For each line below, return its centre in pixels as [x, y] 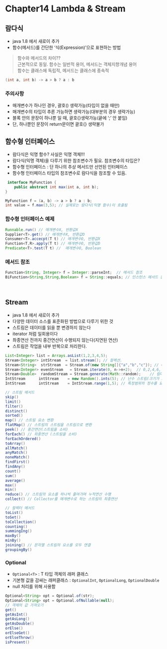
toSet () [13, 517]
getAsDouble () [20, 624]
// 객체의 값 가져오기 [24, 605]
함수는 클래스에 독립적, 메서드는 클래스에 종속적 [63, 71]
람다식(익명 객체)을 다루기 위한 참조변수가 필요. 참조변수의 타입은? [76, 161]
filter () [14, 406]
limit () [13, 402]
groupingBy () [19, 550]
